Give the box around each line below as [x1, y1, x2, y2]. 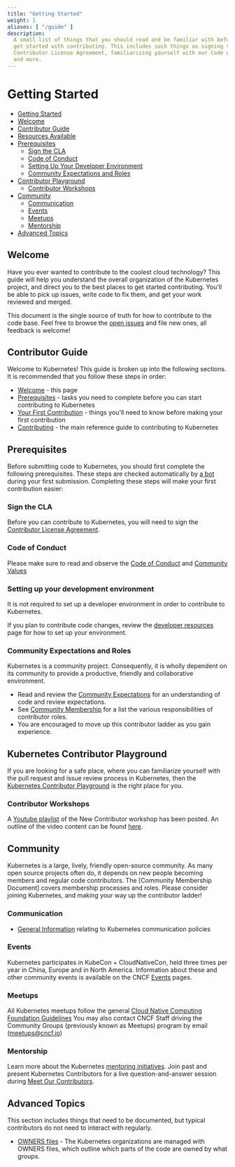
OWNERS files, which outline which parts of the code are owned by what [17, 1145, 227, 1153]
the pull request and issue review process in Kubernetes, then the [7, 774, 197, 782]
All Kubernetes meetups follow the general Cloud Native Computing [7, 1006, 203, 1015]
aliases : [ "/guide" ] [7, 23, 73, 30]
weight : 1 [7, 17, 36, 24]
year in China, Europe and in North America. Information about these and [7, 966, 218, 974]
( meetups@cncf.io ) [7, 1029, 63, 1037]
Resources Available [17, 131, 76, 140]
